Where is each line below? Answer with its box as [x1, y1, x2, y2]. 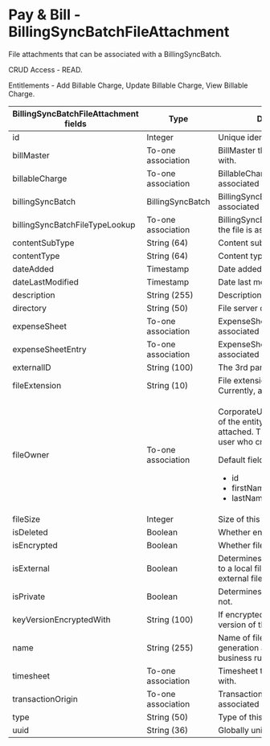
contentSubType [12, 237, 75, 248]
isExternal [12, 563, 50, 574]
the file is [218, 223, 253, 235]
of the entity [218, 416, 264, 427]
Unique [218, 131, 246, 142]
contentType [12, 250, 60, 261]
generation [218, 641, 260, 653]
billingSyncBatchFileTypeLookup [12, 219, 136, 230]
